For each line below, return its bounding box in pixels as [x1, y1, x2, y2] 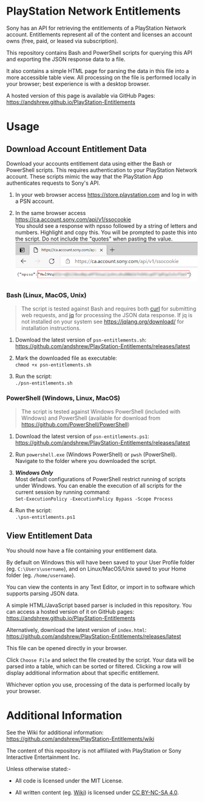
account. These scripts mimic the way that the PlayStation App [6, 173, 163, 180]
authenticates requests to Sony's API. [6, 179, 100, 187]
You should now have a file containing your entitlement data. [6, 547, 158, 554]
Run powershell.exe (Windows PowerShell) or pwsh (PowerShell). [15, 451, 177, 458]
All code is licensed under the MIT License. [15, 776, 123, 784]
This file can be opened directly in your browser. [6, 644, 127, 651]
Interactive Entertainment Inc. [6, 753, 80, 761]
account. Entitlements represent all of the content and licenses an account [6, 30, 192, 38]
